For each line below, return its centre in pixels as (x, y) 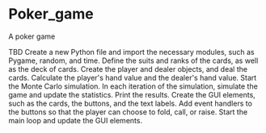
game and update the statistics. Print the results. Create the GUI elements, (132, 94)
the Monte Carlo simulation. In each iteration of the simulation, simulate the (133, 86)
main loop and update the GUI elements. (76, 120)
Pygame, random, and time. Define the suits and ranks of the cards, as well (133, 60)
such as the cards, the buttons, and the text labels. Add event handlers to (131, 103)
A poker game (32, 36)
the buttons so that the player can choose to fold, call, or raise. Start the (128, 112)
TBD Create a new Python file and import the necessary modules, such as (131, 52)
